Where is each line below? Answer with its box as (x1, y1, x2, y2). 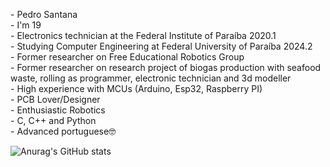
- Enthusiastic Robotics (10, 104, 106, 116)
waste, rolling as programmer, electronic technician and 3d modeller (10, 72, 292, 84)
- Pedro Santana (10, 9, 78, 20)
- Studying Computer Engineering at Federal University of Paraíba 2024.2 (10, 40, 313, 52)
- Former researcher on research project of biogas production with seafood (10, 62, 322, 73)
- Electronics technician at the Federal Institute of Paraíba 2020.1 (10, 30, 277, 41)
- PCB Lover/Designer (10, 94, 101, 105)
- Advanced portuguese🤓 (10, 125, 117, 137)
